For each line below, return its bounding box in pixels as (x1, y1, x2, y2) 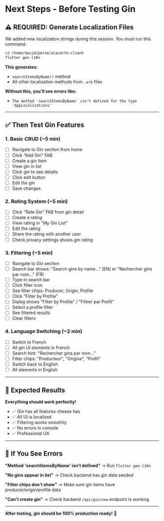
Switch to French (12, 339, 46, 345)
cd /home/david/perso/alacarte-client (5, 50, 84, 55)
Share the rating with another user (12, 231, 82, 237)
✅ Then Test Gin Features (5, 121, 84, 129)
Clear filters (12, 315, 36, 322)
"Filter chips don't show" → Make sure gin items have (5, 481, 115, 487)
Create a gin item (12, 158, 47, 164)
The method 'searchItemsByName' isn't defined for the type (12, 99, 137, 103)
